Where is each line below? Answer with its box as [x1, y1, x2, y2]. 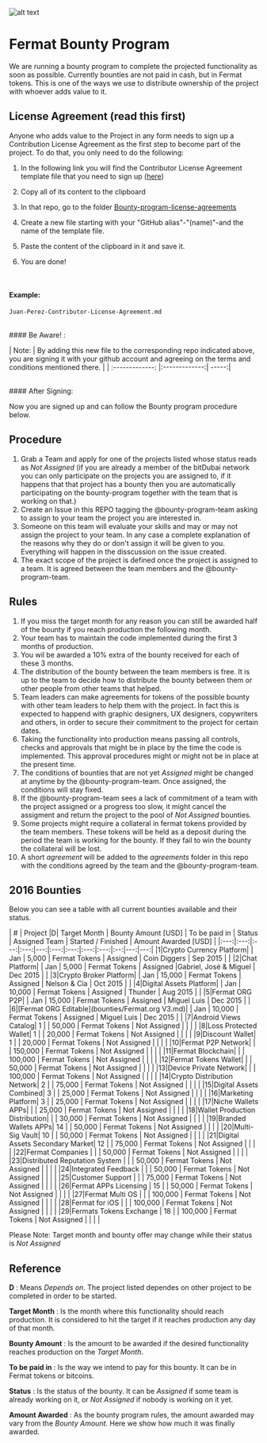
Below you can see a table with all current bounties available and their [9, 904, 237, 914]
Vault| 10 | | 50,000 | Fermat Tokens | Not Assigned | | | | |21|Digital [21, 1130, 240, 1140]
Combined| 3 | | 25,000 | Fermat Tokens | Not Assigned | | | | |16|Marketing [9, 1088, 254, 1098]
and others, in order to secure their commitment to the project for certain [20, 717, 258, 727]
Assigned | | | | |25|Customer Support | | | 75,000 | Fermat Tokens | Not [9, 1172, 242, 1182]
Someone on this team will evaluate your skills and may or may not [20, 521, 238, 531]
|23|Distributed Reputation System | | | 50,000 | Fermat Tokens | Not [9, 1156, 232, 1165]
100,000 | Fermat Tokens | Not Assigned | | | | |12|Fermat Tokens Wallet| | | [9, 1055, 253, 1065]
